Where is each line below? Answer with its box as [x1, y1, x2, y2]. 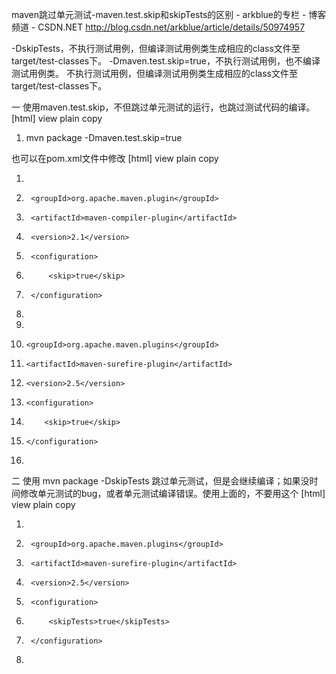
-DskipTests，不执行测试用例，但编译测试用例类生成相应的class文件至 [11, 43, 301, 54]
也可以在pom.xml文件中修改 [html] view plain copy [11, 153, 219, 164]
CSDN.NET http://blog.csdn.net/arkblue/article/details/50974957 [37, 21, 306, 33]
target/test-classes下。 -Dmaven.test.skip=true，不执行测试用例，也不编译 [11, 55, 321, 67]
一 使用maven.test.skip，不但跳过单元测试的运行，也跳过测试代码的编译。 [11, 101, 316, 113]
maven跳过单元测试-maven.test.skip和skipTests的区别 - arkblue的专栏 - [11, 9, 307, 20]
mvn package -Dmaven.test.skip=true [25, 132, 183, 143]
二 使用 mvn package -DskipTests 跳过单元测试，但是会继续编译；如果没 [11, 475, 310, 487]
